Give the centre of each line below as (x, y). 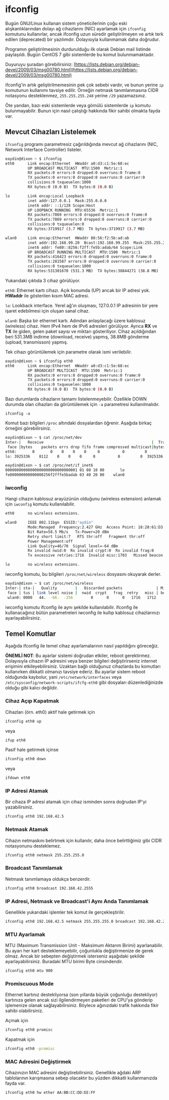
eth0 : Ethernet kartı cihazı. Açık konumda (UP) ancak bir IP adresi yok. (78, 290)
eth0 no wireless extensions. (43, 514)
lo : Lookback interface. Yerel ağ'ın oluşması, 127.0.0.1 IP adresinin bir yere (82, 305)
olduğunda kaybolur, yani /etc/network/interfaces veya (63, 677)
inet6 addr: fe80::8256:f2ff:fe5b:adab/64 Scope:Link (85, 247)
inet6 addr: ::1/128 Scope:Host (61, 206)
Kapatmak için (20, 1039)
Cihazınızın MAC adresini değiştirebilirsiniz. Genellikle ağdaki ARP (73, 1073)
